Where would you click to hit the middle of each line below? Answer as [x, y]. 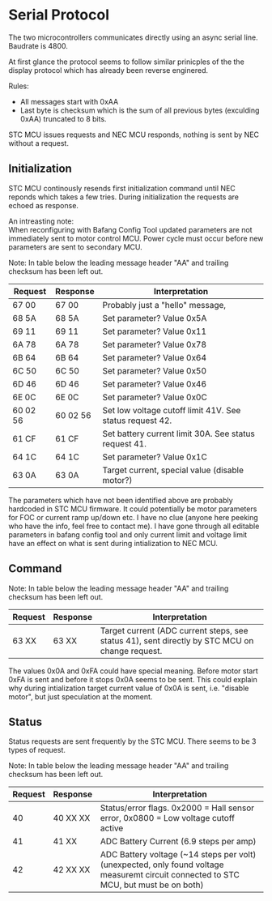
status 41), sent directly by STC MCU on [177, 640]
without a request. [38, 143]
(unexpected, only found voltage [162, 865]
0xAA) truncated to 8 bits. [63, 118]
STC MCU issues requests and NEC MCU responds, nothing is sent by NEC [134, 135]
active [112, 828]
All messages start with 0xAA [69, 101]
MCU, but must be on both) [152, 885]
